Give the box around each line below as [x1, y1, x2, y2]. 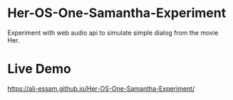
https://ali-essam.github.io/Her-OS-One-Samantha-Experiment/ [7, 84, 195, 93]
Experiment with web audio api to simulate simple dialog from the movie [7, 28, 219, 37]
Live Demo [7, 61, 71, 77]
